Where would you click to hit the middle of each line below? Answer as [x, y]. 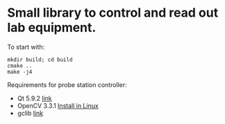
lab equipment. [52, 28]
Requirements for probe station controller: [67, 84]
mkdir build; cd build [40, 60]
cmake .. [20, 65]
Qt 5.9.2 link [34, 98]
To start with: [26, 47]
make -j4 [20, 72]
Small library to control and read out [113, 13]
